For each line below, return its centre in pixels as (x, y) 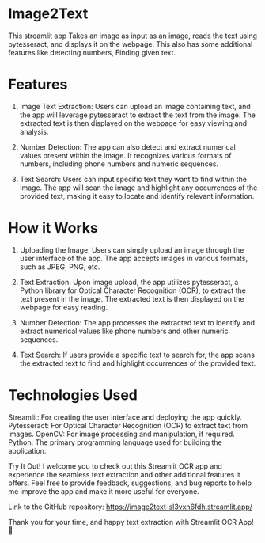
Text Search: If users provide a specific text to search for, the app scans (137, 355)
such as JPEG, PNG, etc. (60, 267)
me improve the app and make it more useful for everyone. (104, 491)
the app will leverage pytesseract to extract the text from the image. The (137, 115)
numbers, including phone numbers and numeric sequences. (119, 164)
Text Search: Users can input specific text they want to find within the (133, 179)
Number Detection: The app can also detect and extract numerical (127, 146)
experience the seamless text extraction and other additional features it (125, 474)
